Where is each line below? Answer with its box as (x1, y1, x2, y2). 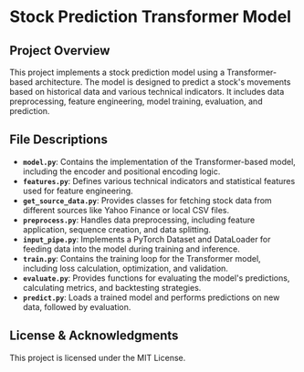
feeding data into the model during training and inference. (22, 243, 240, 254)
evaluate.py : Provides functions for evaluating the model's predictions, (22, 272, 290, 284)
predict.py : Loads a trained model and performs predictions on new (22, 292, 280, 303)
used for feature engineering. (22, 185, 134, 196)
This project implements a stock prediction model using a (9, 67, 225, 77)
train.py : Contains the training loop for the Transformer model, (22, 253, 262, 263)
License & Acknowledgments (9, 328, 179, 344)
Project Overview (9, 43, 110, 58)
